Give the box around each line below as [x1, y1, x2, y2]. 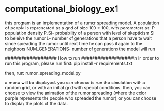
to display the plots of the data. [5, 100, 68, 106]
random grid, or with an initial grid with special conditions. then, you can [5, 84, 151, 90]
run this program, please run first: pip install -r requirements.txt [5, 60, 133, 66]
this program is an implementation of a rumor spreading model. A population [5, 20, 159, 26]
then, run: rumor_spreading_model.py [5, 70, 81, 76]
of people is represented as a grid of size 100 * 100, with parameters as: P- [5, 25, 157, 30]
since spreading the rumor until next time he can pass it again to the [5, 40, 142, 46]
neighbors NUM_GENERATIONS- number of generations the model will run [5, 46, 156, 52]
